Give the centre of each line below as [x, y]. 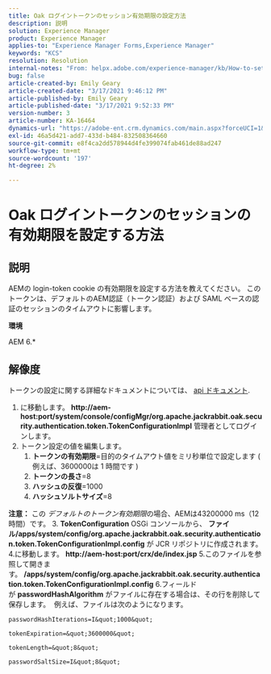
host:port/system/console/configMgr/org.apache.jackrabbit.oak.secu [141, 416]
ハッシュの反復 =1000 [67, 486]
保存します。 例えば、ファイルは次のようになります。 [98, 604]
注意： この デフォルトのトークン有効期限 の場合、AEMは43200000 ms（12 [134, 514]
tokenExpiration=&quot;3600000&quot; [72, 634]
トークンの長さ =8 [61, 476]
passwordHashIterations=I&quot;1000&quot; [81, 619]
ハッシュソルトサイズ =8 [72, 496]
